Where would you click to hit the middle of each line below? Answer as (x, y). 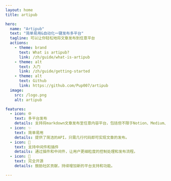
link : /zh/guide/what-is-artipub (54, 57)
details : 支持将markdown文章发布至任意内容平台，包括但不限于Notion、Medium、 (91, 123)
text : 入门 (30, 67)
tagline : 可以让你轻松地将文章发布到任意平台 (53, 38)
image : (17, 90)
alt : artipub (28, 100)
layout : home (19, 10)
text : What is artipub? (44, 52)
